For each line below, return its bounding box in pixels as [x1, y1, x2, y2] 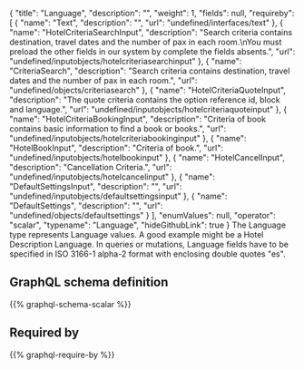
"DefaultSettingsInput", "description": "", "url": [9, 181, 182, 191]
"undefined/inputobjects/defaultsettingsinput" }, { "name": [9, 190, 228, 201]
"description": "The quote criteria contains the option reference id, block [9, 94, 280, 105]
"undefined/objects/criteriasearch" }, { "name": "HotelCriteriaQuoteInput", [9, 85, 286, 95]
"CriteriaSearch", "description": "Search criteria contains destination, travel [9, 65, 290, 76]
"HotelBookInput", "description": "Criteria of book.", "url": [9, 142, 224, 153]
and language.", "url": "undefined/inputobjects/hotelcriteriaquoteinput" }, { [9, 104, 288, 114]
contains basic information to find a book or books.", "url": [9, 123, 227, 134]
